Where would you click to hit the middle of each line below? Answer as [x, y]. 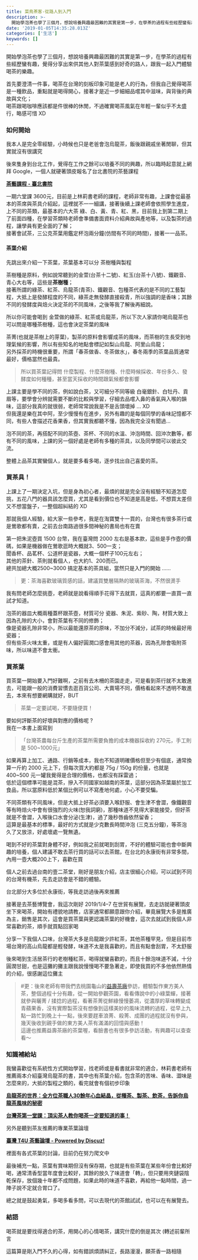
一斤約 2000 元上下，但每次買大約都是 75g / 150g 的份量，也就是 [90, 768]
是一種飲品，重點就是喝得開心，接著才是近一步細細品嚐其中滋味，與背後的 [96, 91]
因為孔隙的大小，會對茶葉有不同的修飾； [55, 620]
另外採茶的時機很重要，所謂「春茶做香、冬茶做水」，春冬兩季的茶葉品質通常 [98, 351]
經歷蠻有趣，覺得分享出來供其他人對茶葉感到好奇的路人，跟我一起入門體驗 [101, 64]
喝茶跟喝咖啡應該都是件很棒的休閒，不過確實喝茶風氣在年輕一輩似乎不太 [94, 106]
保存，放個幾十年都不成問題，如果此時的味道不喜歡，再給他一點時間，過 [99, 1180]
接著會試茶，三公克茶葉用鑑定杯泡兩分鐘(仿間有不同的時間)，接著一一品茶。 [98, 233]
